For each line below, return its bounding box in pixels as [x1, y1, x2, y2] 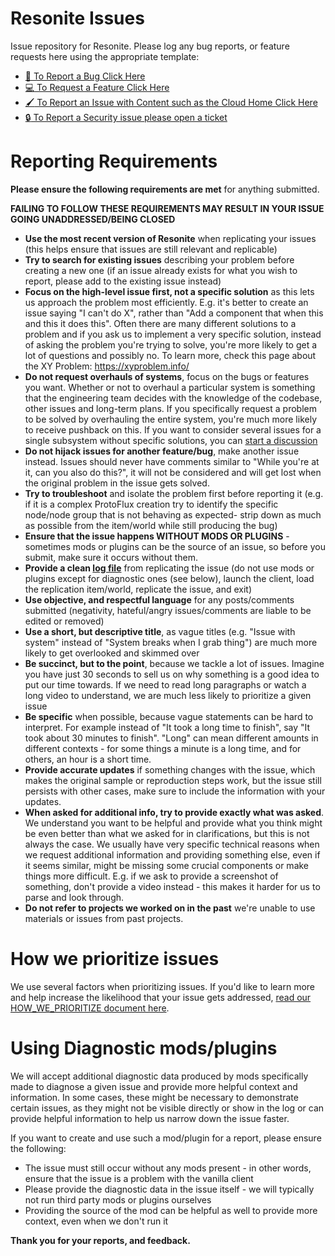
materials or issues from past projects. [24, 912, 184, 924]
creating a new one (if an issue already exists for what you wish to [24, 264, 298, 276]
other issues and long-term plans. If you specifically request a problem [24, 402, 317, 414]
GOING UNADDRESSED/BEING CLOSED [10, 213, 176, 225]
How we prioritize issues [10, 948, 220, 971]
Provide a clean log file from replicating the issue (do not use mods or [24, 562, 315, 574]
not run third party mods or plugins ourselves [24, 1193, 212, 1206]
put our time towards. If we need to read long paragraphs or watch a [24, 678, 307, 691]
